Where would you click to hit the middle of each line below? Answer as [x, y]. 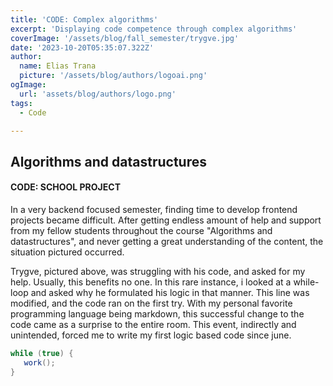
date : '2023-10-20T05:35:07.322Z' [82, 47]
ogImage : [28, 85]
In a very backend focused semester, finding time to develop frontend [154, 209]
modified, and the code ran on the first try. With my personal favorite [151, 303]
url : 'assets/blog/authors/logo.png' [98, 94]
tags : [21, 103]
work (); [39, 362]
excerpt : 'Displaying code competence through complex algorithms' [154, 29]
